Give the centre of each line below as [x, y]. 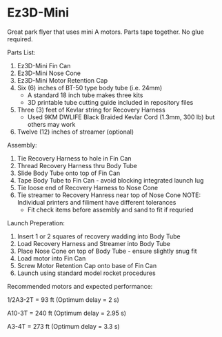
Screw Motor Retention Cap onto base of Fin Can [87, 265]
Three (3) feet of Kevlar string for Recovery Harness [91, 110]
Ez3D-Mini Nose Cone [49, 73]
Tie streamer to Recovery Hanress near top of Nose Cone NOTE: [109, 195]
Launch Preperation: [36, 223]
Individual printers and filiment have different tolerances [97, 202]
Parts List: [21, 52]
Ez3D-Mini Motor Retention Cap [62, 80]
